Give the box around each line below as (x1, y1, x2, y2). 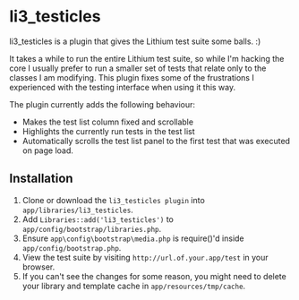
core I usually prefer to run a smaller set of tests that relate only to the (9, 63, 267, 73)
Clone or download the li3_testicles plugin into (21, 194, 206, 205)
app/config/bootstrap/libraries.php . (21, 223, 162, 234)
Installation (9, 171, 73, 186)
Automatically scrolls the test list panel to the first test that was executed (21, 135, 291, 146)
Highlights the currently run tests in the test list (21, 125, 195, 136)
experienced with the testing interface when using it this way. (9, 81, 236, 92)
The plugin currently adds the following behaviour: (9, 99, 195, 109)
